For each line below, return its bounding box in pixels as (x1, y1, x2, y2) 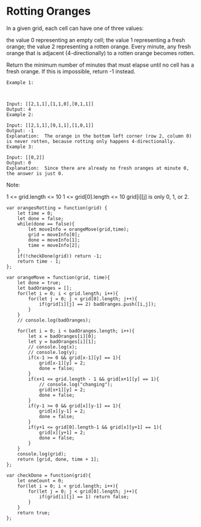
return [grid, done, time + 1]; (17, 456, 99, 462)
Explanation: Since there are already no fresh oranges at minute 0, (6, 165, 189, 171)
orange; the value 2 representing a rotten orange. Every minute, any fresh (6, 43, 191, 50)
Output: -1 (6, 127, 34, 134)
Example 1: (6, 79, 34, 86)
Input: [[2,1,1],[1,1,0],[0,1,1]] (6, 101, 94, 107)
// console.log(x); (28, 344, 78, 350)
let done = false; (17, 215, 64, 221)
